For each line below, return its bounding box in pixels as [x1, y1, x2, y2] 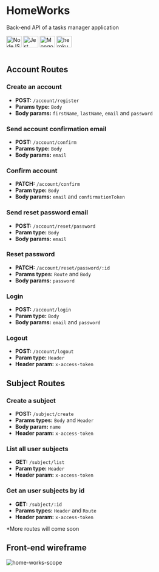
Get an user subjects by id [6, 486, 85, 495]
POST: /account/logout [15, 347, 74, 355]
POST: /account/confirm [15, 138, 77, 146]
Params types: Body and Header [15, 417, 94, 424]
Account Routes [6, 64, 69, 75]
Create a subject [6, 396, 56, 404]
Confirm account [6, 166, 58, 175]
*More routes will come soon [6, 525, 79, 532]
